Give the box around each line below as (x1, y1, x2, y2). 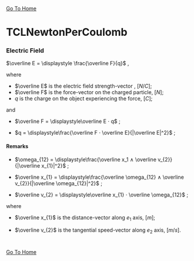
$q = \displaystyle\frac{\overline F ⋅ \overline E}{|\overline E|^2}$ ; (14, 129, 176, 136)
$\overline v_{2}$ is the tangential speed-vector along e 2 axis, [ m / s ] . (14, 226, 181, 235)
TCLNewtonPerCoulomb (6, 26, 128, 39)
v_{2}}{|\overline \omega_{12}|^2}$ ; (14, 179, 103, 187)
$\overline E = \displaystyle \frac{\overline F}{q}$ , (6, 60, 129, 67)
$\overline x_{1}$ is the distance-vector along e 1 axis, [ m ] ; (14, 214, 156, 222)
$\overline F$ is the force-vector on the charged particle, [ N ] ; (14, 89, 164, 96)
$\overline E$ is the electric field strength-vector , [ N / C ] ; (14, 82, 152, 90)
